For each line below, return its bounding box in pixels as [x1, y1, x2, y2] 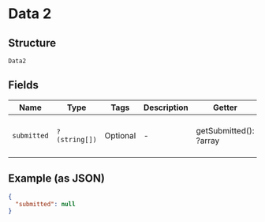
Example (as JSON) [8, 171, 105, 186]
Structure [8, 36, 57, 50]
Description [143, 102, 188, 113]
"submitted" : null [15, 200, 77, 208]
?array [196, 135, 220, 146]
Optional [104, 130, 136, 141]
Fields [8, 78, 39, 92]
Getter [212, 102, 238, 113]
